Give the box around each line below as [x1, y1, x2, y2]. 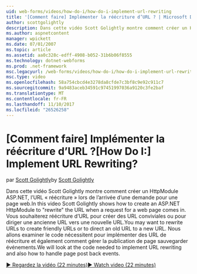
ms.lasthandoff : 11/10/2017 [6, 101, 75, 107]
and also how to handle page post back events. [6, 250, 120, 257]
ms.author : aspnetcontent [6, 31, 69, 36]
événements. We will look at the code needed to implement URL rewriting [6, 244, 182, 251]
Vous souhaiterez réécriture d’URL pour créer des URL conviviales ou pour [6, 212, 186, 220]
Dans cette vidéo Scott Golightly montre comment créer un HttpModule [6, 188, 179, 195]
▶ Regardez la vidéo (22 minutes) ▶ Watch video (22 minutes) [6, 262, 157, 269]
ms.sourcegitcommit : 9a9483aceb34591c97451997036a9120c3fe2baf [6, 85, 164, 91]
